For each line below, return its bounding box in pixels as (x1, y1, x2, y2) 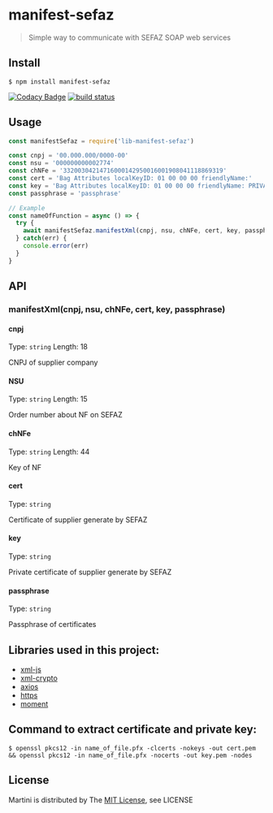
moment (19, 699, 49, 709)
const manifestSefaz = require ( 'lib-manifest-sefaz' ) (8, 136, 195, 145)
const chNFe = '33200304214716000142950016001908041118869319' (8, 166, 227, 175)
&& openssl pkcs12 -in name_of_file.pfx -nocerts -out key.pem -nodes (8, 751, 253, 759)
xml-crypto (19, 673, 58, 683)
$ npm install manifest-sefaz (8, 77, 111, 86)
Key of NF (8, 462, 42, 472)
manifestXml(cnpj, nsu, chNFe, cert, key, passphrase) (8, 304, 226, 314)
